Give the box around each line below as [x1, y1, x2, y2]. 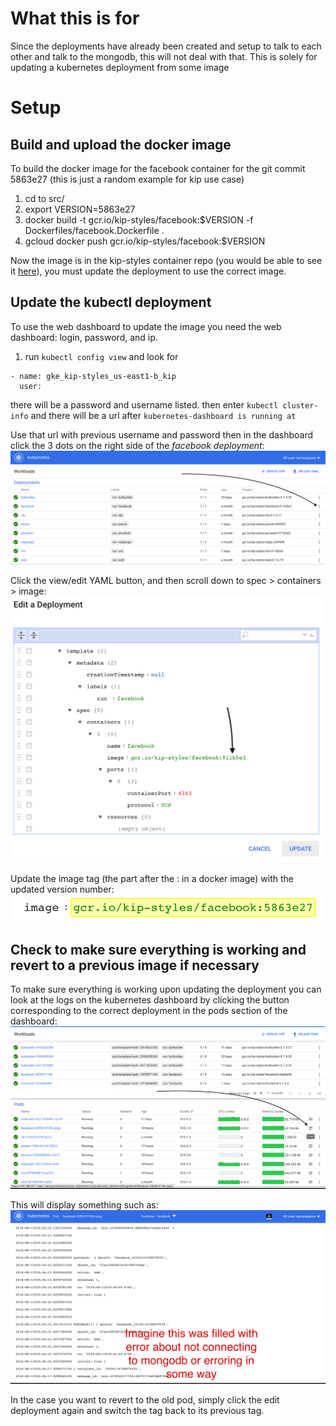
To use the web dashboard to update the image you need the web [10, 320, 282, 332]
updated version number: [10, 883, 115, 895]
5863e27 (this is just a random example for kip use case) [10, 173, 245, 185]
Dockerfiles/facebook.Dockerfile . [24, 224, 165, 236]
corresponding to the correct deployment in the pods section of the [10, 1005, 288, 1017]
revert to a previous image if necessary [10, 957, 260, 974]
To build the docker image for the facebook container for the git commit [10, 162, 306, 174]
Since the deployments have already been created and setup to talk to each [10, 40, 322, 52]
